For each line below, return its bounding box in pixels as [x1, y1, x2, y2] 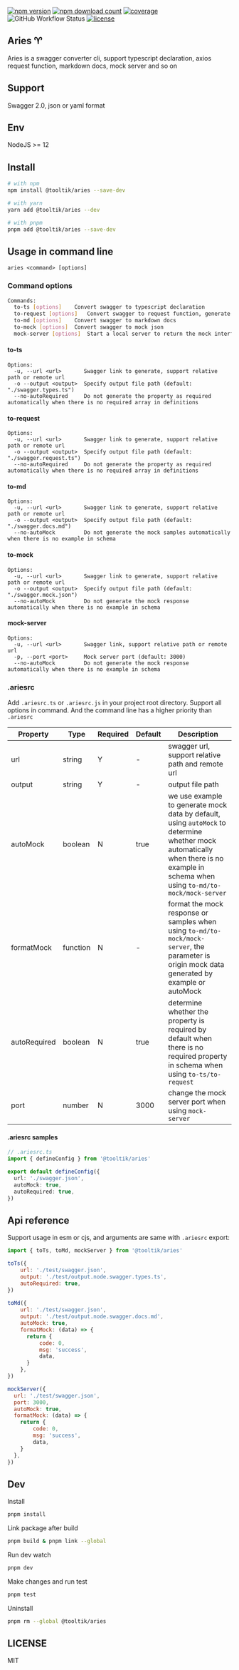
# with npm [7, 180, 40, 188]
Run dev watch [7, 1551, 51, 1559]
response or [168, 908, 208, 918]
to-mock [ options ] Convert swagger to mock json [14, 324, 164, 331]
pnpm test [7, 1591, 37, 1598]
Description [177, 729, 218, 739]
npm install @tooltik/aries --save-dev [7, 187, 126, 194]
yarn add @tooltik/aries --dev [7, 206, 100, 213]
